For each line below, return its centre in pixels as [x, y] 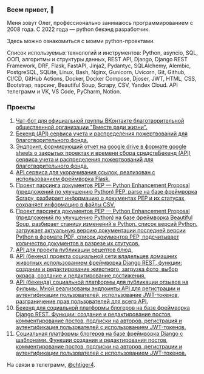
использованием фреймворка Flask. [63, 178]
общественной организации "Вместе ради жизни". [81, 127]
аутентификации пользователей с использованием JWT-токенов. [101, 353]
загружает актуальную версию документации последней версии [100, 230]
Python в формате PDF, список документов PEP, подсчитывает [97, 237]
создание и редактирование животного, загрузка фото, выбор [97, 269]
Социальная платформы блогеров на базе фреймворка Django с [99, 333]
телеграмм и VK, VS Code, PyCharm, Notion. [64, 92]
